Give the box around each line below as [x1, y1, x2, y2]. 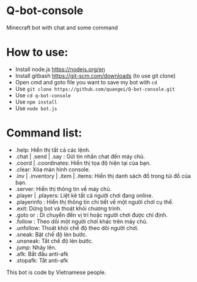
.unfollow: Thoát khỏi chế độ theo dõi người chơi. [15, 224, 139, 231]
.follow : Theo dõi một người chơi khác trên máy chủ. [15, 218, 148, 225]
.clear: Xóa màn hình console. [15, 166, 91, 173]
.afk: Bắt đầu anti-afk [15, 250, 69, 258]
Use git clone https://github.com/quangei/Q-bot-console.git [15, 85, 176, 92]
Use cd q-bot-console [15, 91, 72, 98]
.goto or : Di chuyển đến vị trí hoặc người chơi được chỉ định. [15, 211, 168, 218]
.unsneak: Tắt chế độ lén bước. [15, 237, 94, 245]
